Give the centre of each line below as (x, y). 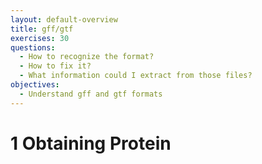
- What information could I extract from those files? (136, 76)
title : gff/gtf (42, 29)
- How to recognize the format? (87, 57)
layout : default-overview (64, 19)
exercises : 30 (40, 38)
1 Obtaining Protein (91, 143)
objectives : (35, 85)
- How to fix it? (55, 66)
